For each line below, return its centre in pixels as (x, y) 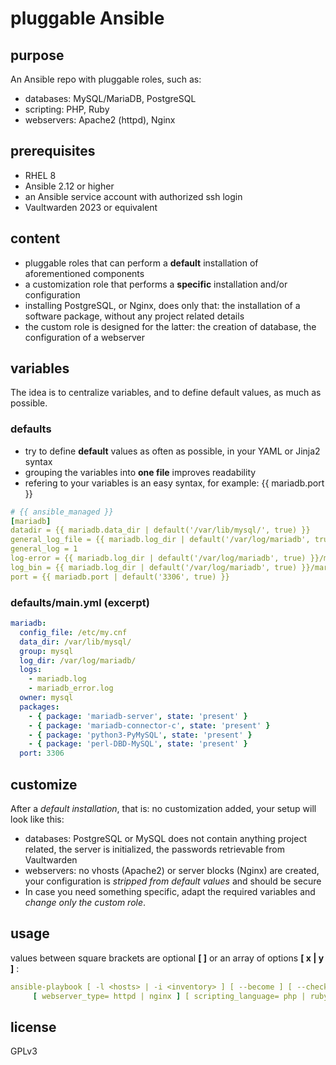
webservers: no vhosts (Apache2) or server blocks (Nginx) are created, (172, 870)
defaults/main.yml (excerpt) (80, 602)
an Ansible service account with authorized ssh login (133, 196)
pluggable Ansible (87, 18)
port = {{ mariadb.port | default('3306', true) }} (120, 577)
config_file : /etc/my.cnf (73, 632)
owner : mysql (46, 698)
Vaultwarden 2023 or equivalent (91, 207)
